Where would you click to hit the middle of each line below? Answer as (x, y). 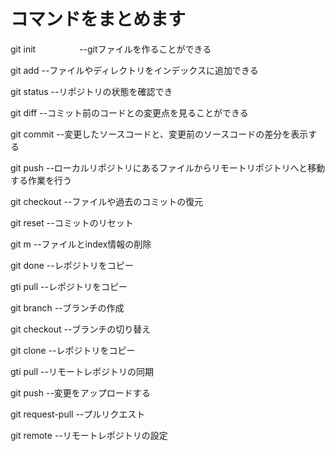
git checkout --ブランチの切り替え (81, 329)
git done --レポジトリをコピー (72, 265)
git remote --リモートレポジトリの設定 (89, 435)
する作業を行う (41, 180)
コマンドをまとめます (98, 19)
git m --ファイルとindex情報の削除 (81, 244)
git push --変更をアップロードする (80, 392)
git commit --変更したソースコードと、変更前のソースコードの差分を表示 (159, 134)
